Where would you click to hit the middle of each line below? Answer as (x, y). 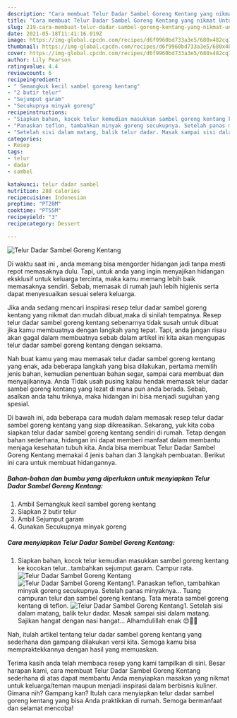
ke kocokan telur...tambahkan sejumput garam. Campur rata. (105, 568)
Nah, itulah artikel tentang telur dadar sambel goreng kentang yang (105, 634)
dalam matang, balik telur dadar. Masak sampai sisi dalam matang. (114, 613)
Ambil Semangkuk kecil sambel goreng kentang (87, 504)
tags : (15, 152)
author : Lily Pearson (39, 60)
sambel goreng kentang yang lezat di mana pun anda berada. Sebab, (108, 389)
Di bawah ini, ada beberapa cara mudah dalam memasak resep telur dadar (116, 417)
